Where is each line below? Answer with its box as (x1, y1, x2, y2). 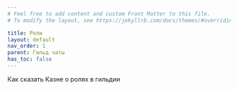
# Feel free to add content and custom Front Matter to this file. (7, 10, 211, 18)
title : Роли (7, 30, 42, 37)
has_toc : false (7, 56, 52, 63)
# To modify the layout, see (7, 17, 93, 24)
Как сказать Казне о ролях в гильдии (7, 75, 120, 83)
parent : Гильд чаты (7, 49, 65, 56)
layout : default (7, 36, 55, 43)
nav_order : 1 (7, 43, 46, 50)
